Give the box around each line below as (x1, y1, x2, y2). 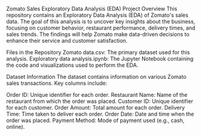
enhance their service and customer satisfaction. (6, 37, 128, 44)
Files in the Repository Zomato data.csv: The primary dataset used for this (6, 49, 190, 56)
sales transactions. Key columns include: (6, 79, 107, 87)
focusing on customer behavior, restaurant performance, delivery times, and (6, 24, 196, 31)
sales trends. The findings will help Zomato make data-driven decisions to (6, 31, 190, 38)
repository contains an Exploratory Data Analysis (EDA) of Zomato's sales (6, 11, 188, 19)
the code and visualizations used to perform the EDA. (6, 61, 138, 69)
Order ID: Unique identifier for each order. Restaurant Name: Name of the (6, 91, 188, 98)
